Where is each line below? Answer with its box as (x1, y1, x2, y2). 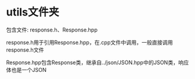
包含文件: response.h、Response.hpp (6, 26, 98, 33)
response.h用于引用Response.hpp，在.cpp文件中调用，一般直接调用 (6, 39, 173, 46)
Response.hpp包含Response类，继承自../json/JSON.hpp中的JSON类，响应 (6, 59, 189, 66)
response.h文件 (6, 46, 44, 53)
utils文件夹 (6, 5, 59, 19)
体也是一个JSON (6, 66, 47, 73)
